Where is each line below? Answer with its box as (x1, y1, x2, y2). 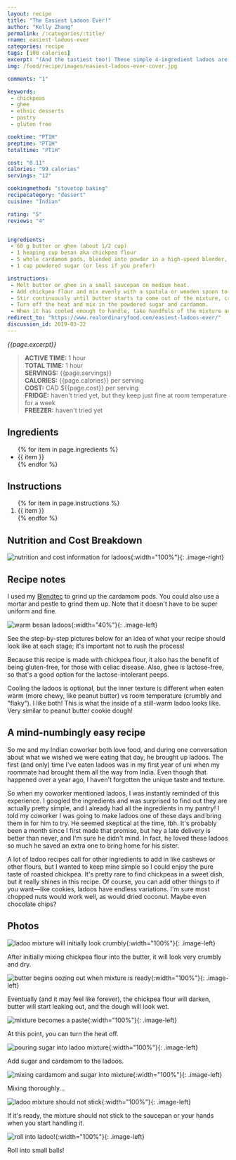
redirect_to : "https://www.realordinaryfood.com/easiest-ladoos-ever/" (7, 314, 221, 321)
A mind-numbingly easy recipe (7, 727, 146, 739)
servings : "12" (7, 172, 52, 179)
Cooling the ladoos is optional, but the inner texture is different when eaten (7, 684, 224, 692)
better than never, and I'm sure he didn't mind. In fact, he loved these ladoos (7, 834, 228, 842)
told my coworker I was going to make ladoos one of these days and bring (7, 811, 222, 820)
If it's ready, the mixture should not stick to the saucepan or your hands (7, 1111, 214, 1119)
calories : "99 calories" (7, 166, 80, 173)
